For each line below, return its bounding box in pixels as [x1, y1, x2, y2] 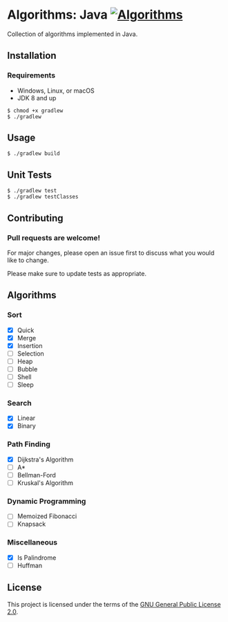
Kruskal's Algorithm [17, 479, 74, 487]
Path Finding [7, 439, 50, 449]
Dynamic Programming [7, 497, 86, 506]
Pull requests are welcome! [7, 232, 100, 242]
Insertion [17, 341, 43, 349]
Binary [17, 422, 36, 430]
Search [7, 399, 32, 408]
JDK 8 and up [17, 93, 57, 102]
